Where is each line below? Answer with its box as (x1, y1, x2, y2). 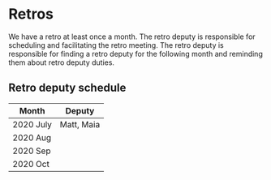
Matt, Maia (59, 118, 101, 130)
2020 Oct (12, 158, 50, 169)
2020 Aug (12, 131, 52, 143)
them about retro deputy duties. (8, 58, 115, 67)
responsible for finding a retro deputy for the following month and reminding (8, 49, 264, 58)
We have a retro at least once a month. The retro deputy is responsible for (8, 32, 256, 41)
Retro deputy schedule (8, 81, 127, 95)
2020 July (12, 118, 53, 130)
